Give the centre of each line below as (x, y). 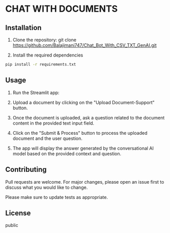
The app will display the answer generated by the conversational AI (83, 148)
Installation (23, 28)
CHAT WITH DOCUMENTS (62, 9)
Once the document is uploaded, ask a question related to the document (89, 118)
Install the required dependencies (48, 55)
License (18, 213)
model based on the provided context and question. (67, 154)
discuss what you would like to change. (47, 187)
